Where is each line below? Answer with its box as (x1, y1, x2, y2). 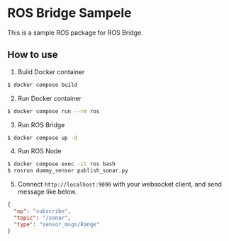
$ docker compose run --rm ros (7, 107, 100, 114)
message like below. (17, 187, 77, 196)
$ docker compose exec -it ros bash (7, 160, 116, 167)
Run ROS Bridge (17, 120, 65, 129)
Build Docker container (17, 67, 85, 76)
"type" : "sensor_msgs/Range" (13, 221, 100, 228)
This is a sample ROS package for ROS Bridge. (7, 28, 143, 37)
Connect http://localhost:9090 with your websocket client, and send (17, 180, 222, 189)
